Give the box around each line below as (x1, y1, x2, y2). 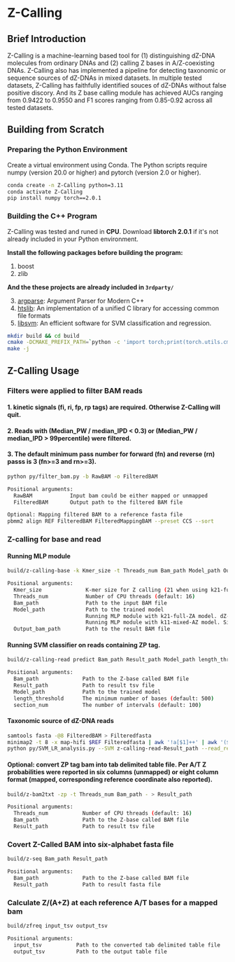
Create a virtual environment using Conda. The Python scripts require (7, 160, 208, 169)
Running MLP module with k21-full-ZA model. (85, 612, 218, 619)
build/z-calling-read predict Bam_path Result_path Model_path (7, 657, 196, 664)
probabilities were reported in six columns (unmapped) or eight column (7, 767, 219, 776)
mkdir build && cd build (7, 332, 80, 339)
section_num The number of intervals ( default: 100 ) (13, 701, 201, 708)
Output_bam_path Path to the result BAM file (13, 626, 171, 633)
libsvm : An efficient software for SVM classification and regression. (17, 319, 212, 327)
